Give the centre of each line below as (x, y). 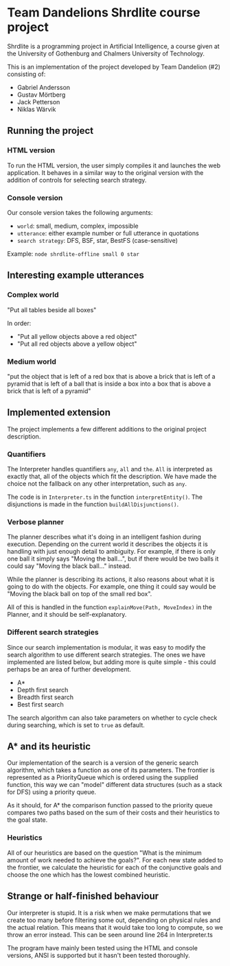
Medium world (32, 362)
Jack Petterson (38, 102)
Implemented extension (59, 413)
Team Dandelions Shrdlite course (104, 13)
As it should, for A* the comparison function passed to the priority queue (110, 805)
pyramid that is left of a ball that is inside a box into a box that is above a (109, 384)
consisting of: (26, 74)
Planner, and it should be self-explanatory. (67, 615)
